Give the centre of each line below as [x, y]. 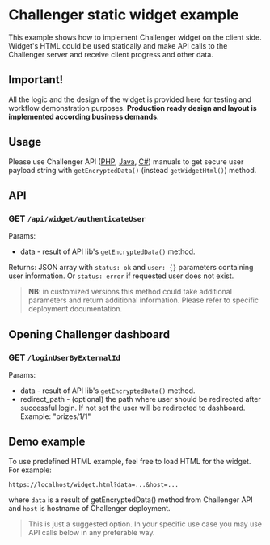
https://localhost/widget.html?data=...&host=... [94, 484]
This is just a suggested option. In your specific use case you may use [145, 524]
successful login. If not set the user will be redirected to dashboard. [133, 408]
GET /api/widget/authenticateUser [77, 218]
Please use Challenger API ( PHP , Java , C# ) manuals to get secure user [126, 161]
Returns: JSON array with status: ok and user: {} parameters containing [131, 268]
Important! [36, 80]
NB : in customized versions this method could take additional [130, 292]
